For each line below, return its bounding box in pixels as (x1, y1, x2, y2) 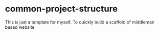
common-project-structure (5, 3, 118, 14)
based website (5, 24, 35, 30)
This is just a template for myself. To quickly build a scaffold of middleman (5, 19, 155, 25)
